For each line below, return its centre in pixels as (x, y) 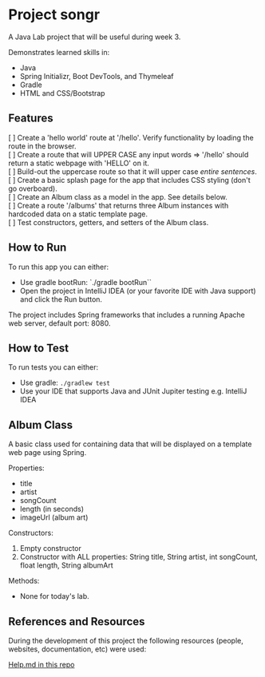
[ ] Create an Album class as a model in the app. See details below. (118, 196)
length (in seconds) (51, 509)
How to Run (38, 248)
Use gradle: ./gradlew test (65, 383)
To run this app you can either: (59, 267)
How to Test (39, 348)
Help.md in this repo (42, 665)
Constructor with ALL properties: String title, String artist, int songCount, (138, 557)
